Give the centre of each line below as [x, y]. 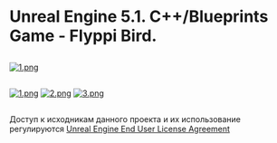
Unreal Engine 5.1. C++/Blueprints [139, 17]
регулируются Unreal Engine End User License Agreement [120, 129]
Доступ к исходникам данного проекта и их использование [125, 119]
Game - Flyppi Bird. [83, 36]
